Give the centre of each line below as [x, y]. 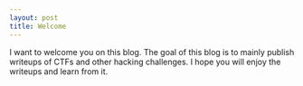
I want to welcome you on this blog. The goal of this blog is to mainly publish [152, 52]
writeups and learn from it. [59, 71]
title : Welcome [38, 26]
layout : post [34, 18]
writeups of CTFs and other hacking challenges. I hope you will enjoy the [145, 62]
